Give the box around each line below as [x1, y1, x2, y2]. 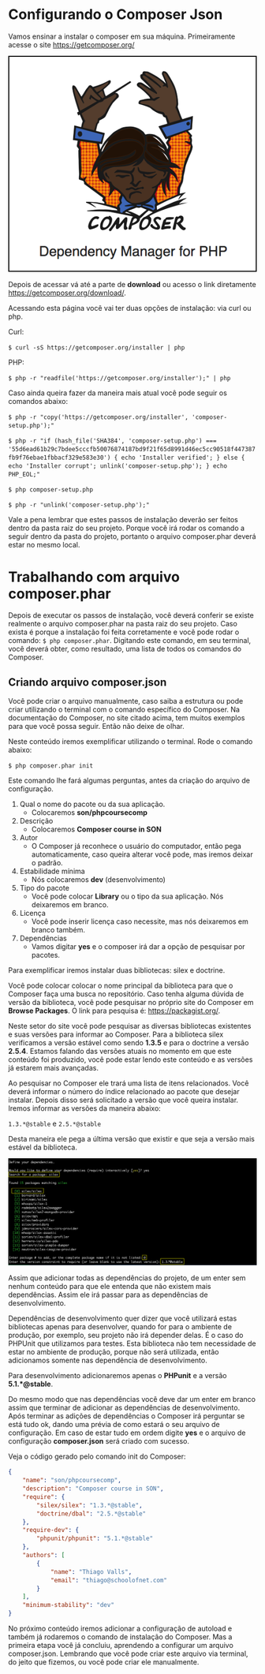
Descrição [19, 816, 54, 826]
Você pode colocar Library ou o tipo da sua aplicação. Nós [31, 891, 224, 901]
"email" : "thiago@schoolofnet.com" [50, 1576, 168, 1584]
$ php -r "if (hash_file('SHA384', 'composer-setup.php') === [8, 437, 217, 445]
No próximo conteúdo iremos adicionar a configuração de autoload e [8, 1624, 233, 1634]
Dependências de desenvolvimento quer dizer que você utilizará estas [8, 1313, 237, 1323]
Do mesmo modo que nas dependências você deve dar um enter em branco [8, 1395, 256, 1404]
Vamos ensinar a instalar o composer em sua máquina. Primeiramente [8, 32, 236, 41]
